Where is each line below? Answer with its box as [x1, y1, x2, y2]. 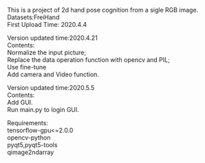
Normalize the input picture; [7, 48, 87, 56]
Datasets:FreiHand [7, 13, 60, 21]
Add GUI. [7, 98, 33, 106]
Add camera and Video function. [7, 70, 100, 78]
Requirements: [7, 119, 48, 127]
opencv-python [7, 133, 51, 142]
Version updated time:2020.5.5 [7, 84, 95, 91]
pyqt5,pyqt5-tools [7, 141, 58, 149]
